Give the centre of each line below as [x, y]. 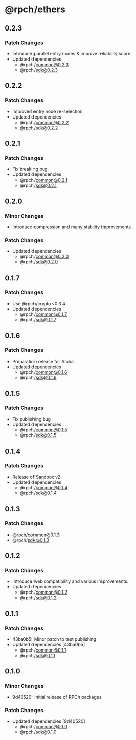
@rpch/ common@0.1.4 [44, 487]
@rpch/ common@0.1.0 [44, 727]
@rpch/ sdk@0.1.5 [38, 435]
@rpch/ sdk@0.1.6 [38, 377]
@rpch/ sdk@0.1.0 [38, 732]
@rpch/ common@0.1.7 [43, 314]
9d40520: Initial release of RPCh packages [57, 697]
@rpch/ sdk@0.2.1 [38, 185]
